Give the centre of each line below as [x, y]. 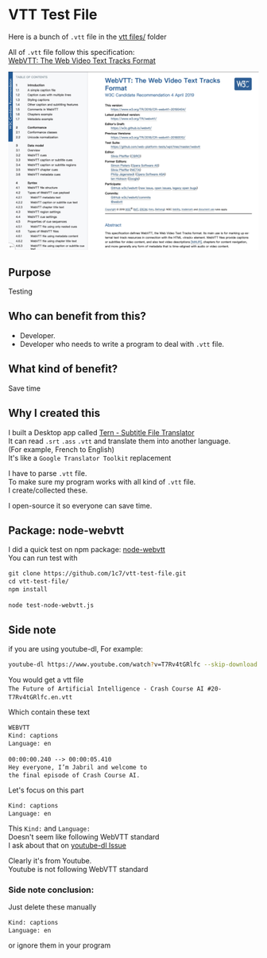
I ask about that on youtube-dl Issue [68, 845]
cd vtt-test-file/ [39, 582]
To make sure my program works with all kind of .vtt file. [102, 481]
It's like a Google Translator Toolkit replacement [90, 458]
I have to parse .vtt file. [48, 473]
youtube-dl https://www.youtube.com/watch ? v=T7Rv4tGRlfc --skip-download [133, 665]
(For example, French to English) [62, 449]
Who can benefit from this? [77, 316]
